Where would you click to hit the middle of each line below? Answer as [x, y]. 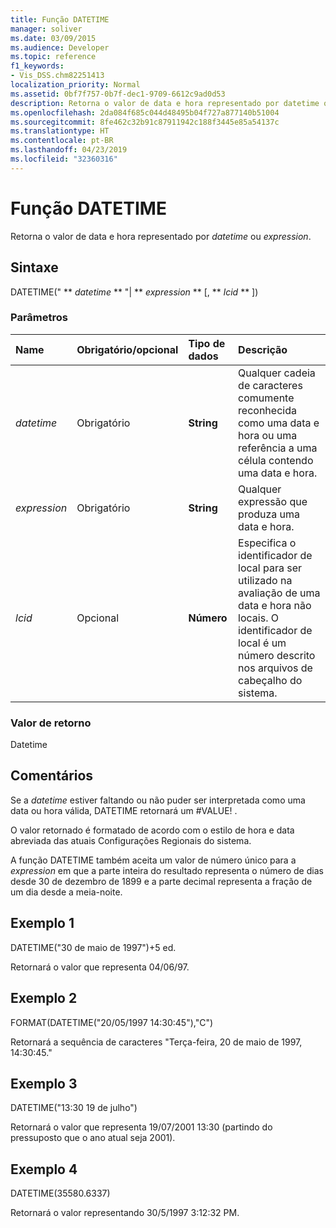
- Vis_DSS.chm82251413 [57, 76]
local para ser [270, 568]
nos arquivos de [275, 668]
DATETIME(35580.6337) [60, 1193]
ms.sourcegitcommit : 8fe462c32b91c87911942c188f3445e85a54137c [145, 122]
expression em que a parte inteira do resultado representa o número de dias [167, 870]
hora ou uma [268, 435]
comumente [266, 398]
